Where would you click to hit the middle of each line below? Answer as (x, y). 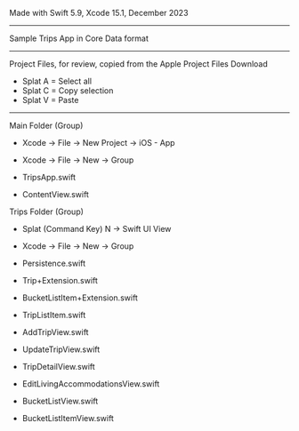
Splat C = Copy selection (68, 91)
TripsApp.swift (49, 177)
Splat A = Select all (57, 81)
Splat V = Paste (50, 100)
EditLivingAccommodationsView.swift (91, 384)
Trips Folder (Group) (47, 212)
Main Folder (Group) (46, 125)
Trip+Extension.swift (60, 280)
